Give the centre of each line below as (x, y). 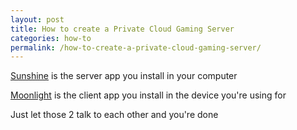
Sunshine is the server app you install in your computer (124, 76)
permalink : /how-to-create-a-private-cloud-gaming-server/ (136, 47)
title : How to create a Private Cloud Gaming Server (122, 29)
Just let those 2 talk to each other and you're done (114, 115)
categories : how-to (51, 38)
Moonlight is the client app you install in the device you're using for (148, 95)
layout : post (37, 19)
